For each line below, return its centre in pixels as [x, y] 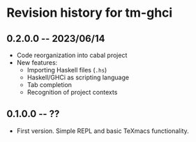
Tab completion [50, 85]
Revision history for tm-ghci [90, 13]
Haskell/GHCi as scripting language [78, 77]
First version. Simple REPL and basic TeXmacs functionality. [103, 131]
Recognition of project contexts [72, 92]
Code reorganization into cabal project [72, 55]
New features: [37, 63]
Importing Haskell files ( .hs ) [67, 70]
